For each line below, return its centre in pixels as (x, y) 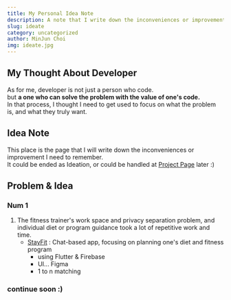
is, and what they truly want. (47, 111)
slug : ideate (26, 26)
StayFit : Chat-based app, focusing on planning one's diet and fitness (125, 242)
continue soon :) (35, 289)
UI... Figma (53, 264)
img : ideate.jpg (30, 45)
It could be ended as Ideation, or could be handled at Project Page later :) (111, 164)
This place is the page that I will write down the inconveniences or (101, 150)
